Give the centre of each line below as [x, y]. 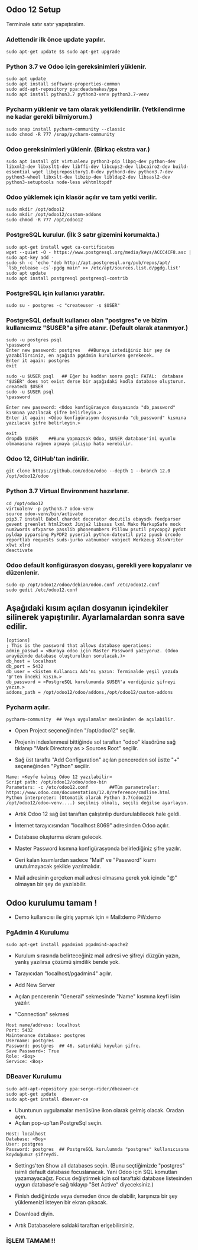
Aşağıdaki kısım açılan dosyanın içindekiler [87, 608]
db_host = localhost [32, 661]
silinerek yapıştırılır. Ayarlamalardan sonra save [95, 618]
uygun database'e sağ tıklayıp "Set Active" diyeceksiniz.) [84, 1184]
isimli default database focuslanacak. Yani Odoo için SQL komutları [96, 1172]
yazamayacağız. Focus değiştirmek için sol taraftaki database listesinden [103, 1178]
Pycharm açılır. [28, 707]
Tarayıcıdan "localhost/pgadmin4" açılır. [63, 973]
